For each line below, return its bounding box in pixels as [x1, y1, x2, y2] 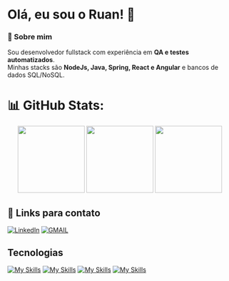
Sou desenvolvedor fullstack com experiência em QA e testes [7, 48, 189, 56]
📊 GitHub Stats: [7, 97, 105, 113]
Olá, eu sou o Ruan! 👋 [7, 6, 136, 23]
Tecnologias [7, 246, 63, 259]
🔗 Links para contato [7, 207, 101, 219]
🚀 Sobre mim [7, 32, 52, 42]
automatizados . [7, 56, 55, 64]
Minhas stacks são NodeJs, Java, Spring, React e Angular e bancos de [7, 63, 219, 72]
